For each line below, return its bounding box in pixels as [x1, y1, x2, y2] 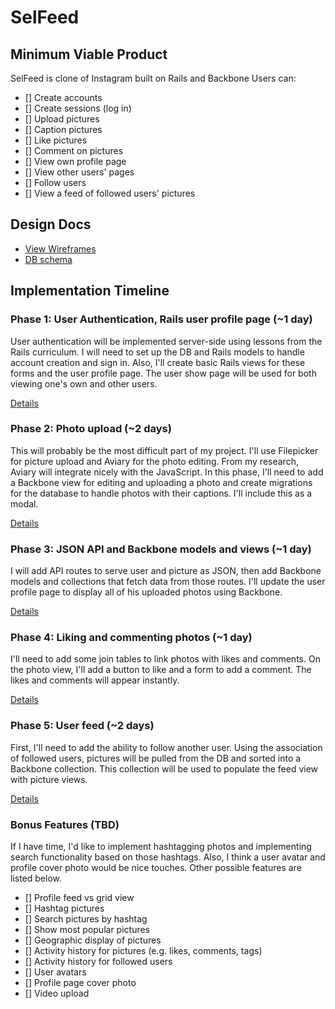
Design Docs [10, 216, 92, 233]
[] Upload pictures [24, 113, 100, 125]
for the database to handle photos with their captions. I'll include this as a [10, 487, 313, 499]
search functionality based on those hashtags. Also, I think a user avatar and [10, 851, 326, 863]
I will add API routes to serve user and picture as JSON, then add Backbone [10, 565, 322, 577]
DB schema [24, 253, 73, 265]
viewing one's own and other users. [10, 377, 158, 390]
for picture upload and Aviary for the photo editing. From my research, [10, 455, 299, 467]
